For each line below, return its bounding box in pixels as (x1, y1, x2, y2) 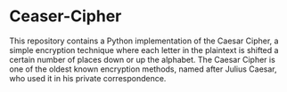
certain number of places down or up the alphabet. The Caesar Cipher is (9, 54, 276, 65)
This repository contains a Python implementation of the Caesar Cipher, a (9, 35, 279, 46)
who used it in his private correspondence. (9, 73, 167, 83)
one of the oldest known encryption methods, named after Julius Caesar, (9, 64, 278, 74)
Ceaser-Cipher (9, 6, 122, 27)
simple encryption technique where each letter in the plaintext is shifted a (9, 44, 279, 55)
